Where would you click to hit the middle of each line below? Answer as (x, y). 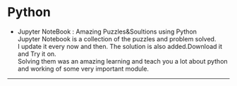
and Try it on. (37, 54)
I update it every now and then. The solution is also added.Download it (120, 46)
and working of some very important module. (83, 69)
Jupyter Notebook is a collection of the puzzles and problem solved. (117, 38)
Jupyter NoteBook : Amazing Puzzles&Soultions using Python (107, 31)
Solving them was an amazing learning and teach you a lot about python (122, 61)
